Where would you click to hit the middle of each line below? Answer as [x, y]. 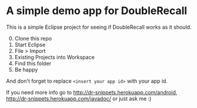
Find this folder [33, 63]
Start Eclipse [30, 45]
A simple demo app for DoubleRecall [97, 11]
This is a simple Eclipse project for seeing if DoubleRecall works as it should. [99, 27]
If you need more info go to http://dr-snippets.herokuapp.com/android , [92, 92]
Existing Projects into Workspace [55, 57]
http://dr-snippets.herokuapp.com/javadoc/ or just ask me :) [79, 99]
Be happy [26, 69]
